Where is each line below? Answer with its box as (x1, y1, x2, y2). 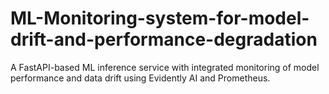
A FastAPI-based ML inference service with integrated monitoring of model (10, 61, 320, 73)
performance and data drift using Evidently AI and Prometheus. (10, 72, 271, 84)
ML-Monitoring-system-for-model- (10, 7, 310, 30)
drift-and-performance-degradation (10, 28, 318, 51)
